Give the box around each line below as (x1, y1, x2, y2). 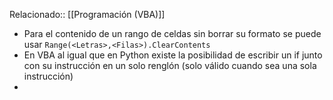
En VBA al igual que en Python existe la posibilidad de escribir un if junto (23, 49, 323, 61)
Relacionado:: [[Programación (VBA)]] (9, 9, 166, 20)
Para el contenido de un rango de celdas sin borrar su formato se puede (23, 28, 322, 39)
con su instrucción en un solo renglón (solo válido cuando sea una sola (23, 60, 317, 71)
